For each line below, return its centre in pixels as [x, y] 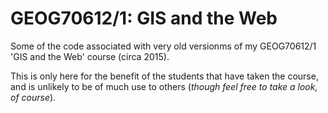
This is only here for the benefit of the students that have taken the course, [164, 76]
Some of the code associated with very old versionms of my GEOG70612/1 [163, 46]
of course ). [33, 97]
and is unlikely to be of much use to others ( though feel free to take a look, [164, 86]
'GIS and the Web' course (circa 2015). [90, 56]
